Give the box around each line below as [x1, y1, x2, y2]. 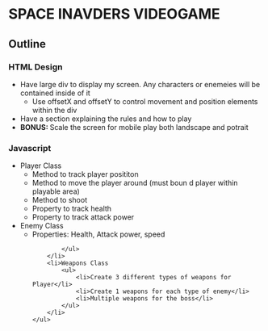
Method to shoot [31, 195, 87, 205]
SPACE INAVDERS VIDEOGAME [8, 5, 220, 23]
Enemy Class [19, 221, 64, 231]
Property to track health [31, 203, 111, 214]
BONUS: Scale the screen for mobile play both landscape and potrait [19, 122, 249, 132]
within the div [31, 105, 77, 115]
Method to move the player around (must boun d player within [31, 178, 238, 188]
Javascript [8, 142, 52, 153]
